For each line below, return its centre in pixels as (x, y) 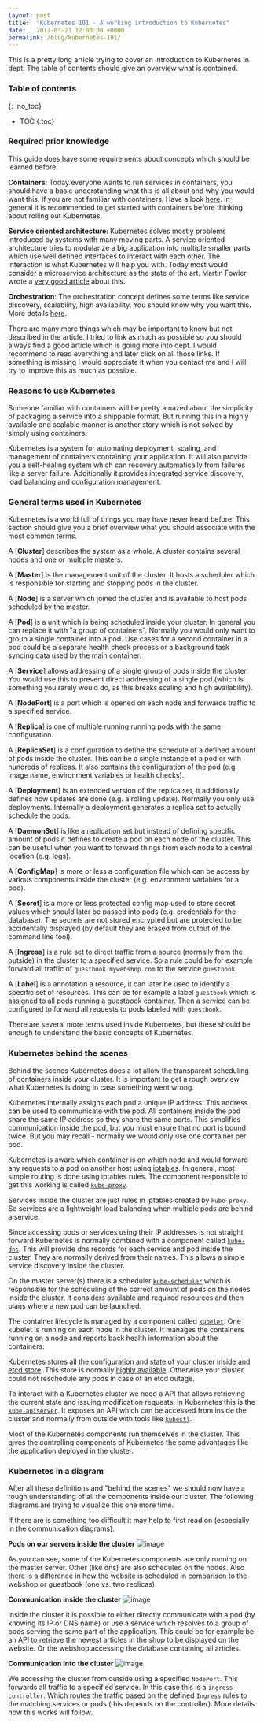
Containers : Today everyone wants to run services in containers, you (121, 182)
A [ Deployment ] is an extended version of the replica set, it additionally (124, 791)
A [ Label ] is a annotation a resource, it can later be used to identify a (119, 984)
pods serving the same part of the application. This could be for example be (131, 1632)
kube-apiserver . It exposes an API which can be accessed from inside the (128, 1410)
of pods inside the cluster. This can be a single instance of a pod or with (125, 759)
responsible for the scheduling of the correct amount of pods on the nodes (129, 1289)
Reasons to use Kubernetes (62, 391)
